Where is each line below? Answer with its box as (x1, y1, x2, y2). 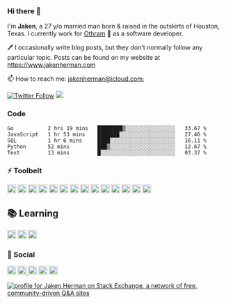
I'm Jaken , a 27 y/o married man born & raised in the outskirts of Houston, (7, 22, 220, 31)
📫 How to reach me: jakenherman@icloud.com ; (7, 74, 145, 83)
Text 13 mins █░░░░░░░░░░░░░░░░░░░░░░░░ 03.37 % (7, 149, 207, 156)
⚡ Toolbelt (7, 166, 42, 175)
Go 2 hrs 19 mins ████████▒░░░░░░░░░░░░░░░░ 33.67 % (7, 125, 207, 131)
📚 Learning (7, 208, 59, 220)
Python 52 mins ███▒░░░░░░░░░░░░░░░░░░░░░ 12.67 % (7, 143, 207, 150)
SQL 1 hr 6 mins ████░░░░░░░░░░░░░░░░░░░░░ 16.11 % (7, 137, 207, 144)
